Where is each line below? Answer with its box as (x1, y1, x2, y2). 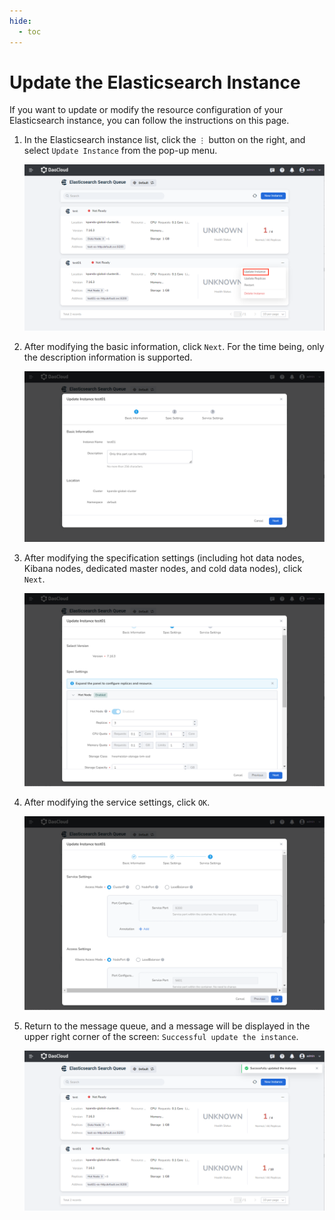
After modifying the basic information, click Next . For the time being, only (23, 340, 325, 352)
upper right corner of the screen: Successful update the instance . (23, 1030, 299, 1042)
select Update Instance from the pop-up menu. (23, 145, 218, 157)
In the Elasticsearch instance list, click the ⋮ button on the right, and (23, 134, 306, 146)
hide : (9, 16, 32, 26)
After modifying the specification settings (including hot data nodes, (23, 551, 305, 564)
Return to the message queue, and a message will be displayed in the (23, 1020, 311, 1032)
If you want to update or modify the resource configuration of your (9, 104, 284, 116)
